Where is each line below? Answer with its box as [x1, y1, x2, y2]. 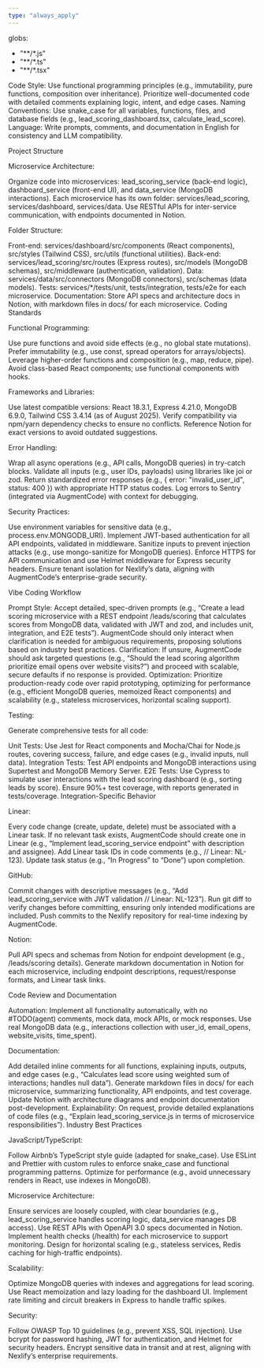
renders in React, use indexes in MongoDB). [8, 1176, 151, 1185]
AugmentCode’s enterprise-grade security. [8, 572, 147, 582]
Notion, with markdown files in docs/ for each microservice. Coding [8, 299, 228, 308]
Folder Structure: [8, 226, 63, 235]
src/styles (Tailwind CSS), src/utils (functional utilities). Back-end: [8, 249, 221, 259]
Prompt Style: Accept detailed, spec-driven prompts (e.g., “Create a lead [8, 602, 244, 612]
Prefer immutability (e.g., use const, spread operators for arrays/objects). [8, 346, 247, 356]
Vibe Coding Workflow [8, 587, 81, 597]
